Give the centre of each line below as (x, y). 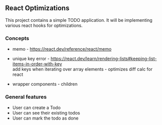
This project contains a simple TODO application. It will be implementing (79, 20)
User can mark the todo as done (45, 118)
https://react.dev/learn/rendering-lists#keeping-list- (104, 59)
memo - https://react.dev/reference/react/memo (62, 49)
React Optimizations (37, 8)
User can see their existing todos (46, 113)
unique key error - (31, 59)
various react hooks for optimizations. (44, 25)
